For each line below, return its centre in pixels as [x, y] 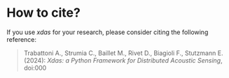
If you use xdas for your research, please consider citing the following [107, 32]
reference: [21, 39]
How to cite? [44, 13]
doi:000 [35, 68]
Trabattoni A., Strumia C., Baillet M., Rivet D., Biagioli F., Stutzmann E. [123, 53]
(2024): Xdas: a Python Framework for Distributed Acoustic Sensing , [123, 60]
